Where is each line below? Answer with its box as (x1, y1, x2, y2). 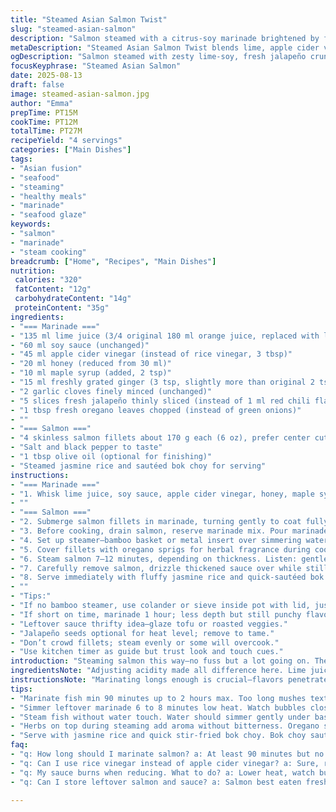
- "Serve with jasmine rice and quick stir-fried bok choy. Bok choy (10, 731, 307, 741)
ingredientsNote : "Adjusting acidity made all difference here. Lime (10, 666, 307, 676)
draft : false (10, 80, 65, 90)
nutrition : (10, 266, 56, 276)
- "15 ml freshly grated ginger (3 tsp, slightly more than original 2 (10, 377, 315, 387)
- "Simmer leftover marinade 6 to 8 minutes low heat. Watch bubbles (10, 702, 307, 713)
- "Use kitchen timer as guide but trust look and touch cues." (10, 647, 284, 657)
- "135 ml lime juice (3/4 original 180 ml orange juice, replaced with (10, 331, 320, 341)
